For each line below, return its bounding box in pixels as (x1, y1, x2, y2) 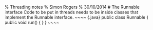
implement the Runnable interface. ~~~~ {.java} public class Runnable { (4, 15, 149, 20)
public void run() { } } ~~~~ (4, 19, 59, 25)
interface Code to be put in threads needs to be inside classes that (4, 9, 138, 15)
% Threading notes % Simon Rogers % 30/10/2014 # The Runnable (4, 4, 140, 10)
